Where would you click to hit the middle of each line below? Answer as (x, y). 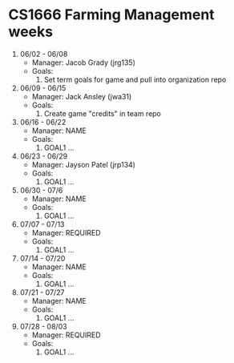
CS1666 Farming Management (111, 15)
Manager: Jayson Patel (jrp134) (84, 164)
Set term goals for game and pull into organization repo (135, 79)
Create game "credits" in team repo (103, 113)
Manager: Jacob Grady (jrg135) (84, 63)
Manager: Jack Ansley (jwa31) (82, 96)
